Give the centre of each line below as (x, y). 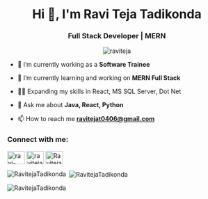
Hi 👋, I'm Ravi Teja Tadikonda (117, 14)
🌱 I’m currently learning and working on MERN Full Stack (99, 78)
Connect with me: (38, 140)
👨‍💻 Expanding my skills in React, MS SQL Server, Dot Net (99, 91)
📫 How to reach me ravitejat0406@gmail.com (86, 119)
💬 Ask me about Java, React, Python (70, 105)
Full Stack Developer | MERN (117, 36)
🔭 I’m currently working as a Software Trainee (83, 65)
